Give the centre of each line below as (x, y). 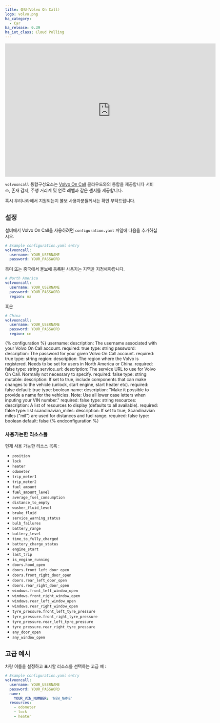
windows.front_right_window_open (46, 596)
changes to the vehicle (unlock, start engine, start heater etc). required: (77, 385)
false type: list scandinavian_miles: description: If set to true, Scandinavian (80, 411)
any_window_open (29, 638)
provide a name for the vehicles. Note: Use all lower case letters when (75, 395)
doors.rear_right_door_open (40, 586)
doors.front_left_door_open (40, 570)
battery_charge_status (35, 544)
